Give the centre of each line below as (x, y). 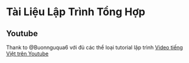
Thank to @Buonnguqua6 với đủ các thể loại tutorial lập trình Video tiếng (94, 47)
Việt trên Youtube (27, 54)
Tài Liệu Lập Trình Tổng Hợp (76, 12)
